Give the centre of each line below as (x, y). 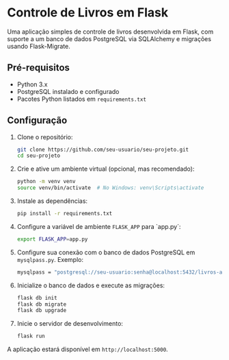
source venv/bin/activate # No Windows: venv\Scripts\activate (110, 188)
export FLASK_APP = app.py (52, 239)
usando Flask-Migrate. (39, 46)
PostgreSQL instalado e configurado (68, 91)
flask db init (37, 298)
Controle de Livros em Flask (88, 13)
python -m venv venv (46, 182)
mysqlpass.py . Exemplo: (50, 259)
